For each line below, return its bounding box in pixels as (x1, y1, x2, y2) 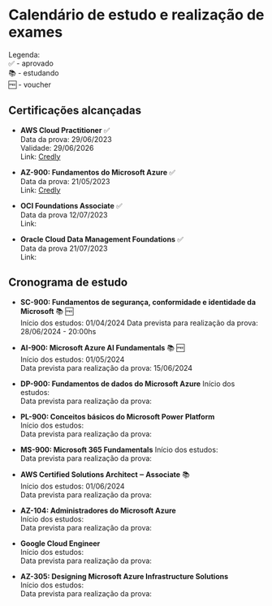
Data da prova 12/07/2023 (19, 209, 108, 220)
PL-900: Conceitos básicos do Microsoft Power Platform (19, 411, 215, 421)
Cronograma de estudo (8, 276, 128, 290)
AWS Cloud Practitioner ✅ (19, 125, 110, 135)
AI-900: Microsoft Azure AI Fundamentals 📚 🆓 (19, 342, 185, 352)
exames (8, 23, 63, 41)
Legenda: (8, 49, 41, 59)
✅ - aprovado (8, 58, 54, 68)
